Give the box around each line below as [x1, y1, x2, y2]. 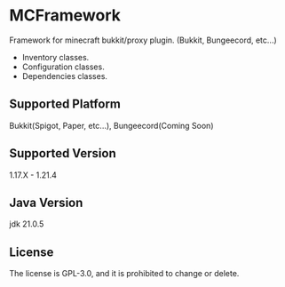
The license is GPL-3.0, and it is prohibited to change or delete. [9, 268, 240, 279]
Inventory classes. [21, 52, 90, 62]
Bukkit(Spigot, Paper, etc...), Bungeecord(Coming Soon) [9, 120, 214, 131]
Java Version [9, 195, 83, 210]
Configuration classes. [21, 61, 105, 72]
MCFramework [9, 5, 122, 26]
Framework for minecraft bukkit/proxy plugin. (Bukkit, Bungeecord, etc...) [9, 35, 277, 45]
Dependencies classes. [21, 70, 108, 81]
